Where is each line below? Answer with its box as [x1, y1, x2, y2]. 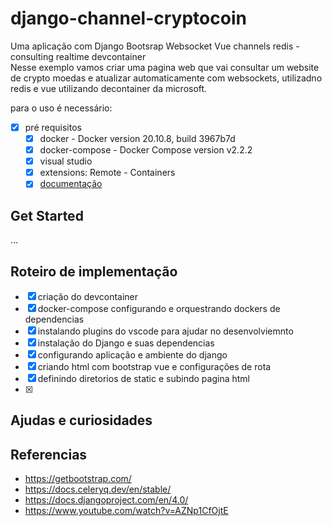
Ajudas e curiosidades [10, 412, 153, 429]
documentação [39, 178, 103, 190]
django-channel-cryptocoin [10, 7, 247, 30]
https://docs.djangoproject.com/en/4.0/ [24, 494, 189, 506]
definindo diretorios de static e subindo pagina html [37, 372, 250, 384]
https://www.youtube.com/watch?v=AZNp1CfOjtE [24, 505, 229, 517]
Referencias [10, 446, 88, 463]
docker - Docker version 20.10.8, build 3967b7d [39, 133, 236, 144]
